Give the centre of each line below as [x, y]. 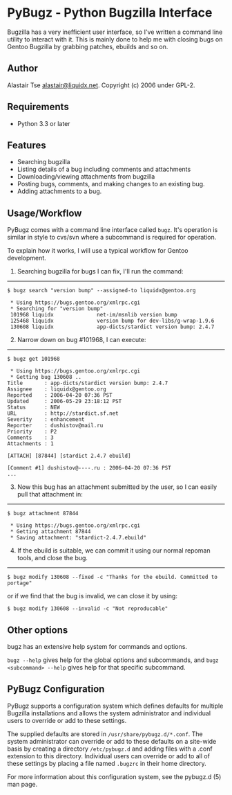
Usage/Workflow [45, 213]
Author [22, 68]
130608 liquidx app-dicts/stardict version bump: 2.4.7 [112, 327]
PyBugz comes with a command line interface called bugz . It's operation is [113, 230]
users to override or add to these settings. [67, 720]
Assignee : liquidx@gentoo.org [57, 389]
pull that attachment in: [50, 494]
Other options [38, 630]
